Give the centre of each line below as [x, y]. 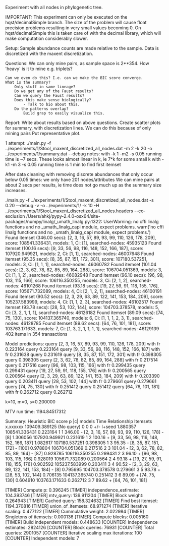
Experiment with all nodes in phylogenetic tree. [54, 7]
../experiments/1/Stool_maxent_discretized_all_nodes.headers [69, 211]
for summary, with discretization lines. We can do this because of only [78, 128]
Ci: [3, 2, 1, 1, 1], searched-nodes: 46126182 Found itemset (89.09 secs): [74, [85, 313]
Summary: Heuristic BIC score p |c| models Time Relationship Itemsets [79, 421]
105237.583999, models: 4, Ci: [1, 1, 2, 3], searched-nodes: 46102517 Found [84, 302]
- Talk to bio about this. [52, 104]
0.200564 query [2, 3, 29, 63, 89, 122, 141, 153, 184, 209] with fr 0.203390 [82, 376]
